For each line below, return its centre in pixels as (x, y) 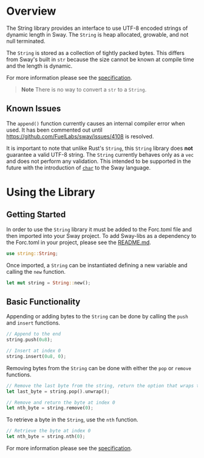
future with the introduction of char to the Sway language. (78, 167)
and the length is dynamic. (39, 66)
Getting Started (36, 215)
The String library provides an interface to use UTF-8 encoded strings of (97, 28)
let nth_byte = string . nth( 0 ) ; (46, 437)
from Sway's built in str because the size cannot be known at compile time (100, 59)
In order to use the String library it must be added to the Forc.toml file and (99, 229)
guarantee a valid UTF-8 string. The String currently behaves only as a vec (100, 154)
